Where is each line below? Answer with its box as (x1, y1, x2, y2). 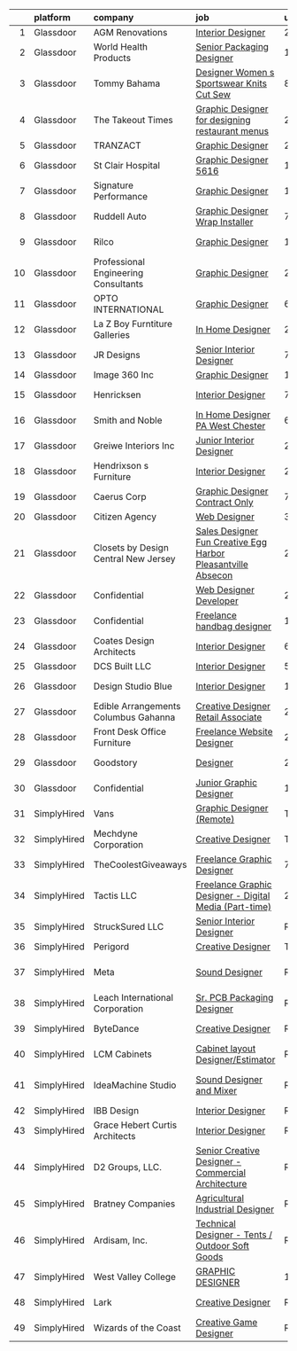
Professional (93, 256, 146, 268)
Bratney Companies (93, 1198, 176, 1209)
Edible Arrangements (93, 700, 181, 712)
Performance (93, 191, 148, 202)
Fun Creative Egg (195, 536, 268, 548)
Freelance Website (195, 726, 273, 738)
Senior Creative (195, 1144, 261, 1156)
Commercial (195, 1167, 246, 1178)
